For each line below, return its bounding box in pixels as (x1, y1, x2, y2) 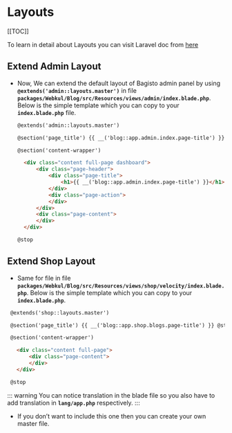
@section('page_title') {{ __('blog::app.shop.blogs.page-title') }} (10, 321, 215, 329)
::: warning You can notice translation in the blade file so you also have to (7, 391, 215, 399)
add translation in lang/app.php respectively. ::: (7, 398, 140, 407)
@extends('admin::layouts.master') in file (17, 86, 137, 94)
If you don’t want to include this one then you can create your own (17, 412, 206, 420)
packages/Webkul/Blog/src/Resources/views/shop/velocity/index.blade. (17, 282, 225, 290)
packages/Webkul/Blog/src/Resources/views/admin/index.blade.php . (17, 94, 211, 102)
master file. (17, 419, 50, 427)
